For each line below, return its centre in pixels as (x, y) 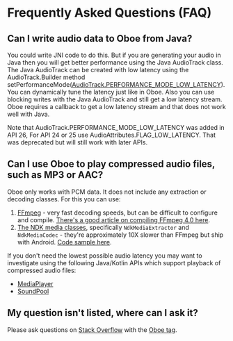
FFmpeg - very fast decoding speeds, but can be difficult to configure (117, 213)
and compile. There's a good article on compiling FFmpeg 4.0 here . (114, 219)
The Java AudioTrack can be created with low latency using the (98, 70)
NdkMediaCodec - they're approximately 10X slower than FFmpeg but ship (120, 235)
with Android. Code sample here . (64, 242)
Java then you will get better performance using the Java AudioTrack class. (115, 63)
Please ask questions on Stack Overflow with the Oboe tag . (92, 330)
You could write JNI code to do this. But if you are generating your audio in (114, 55)
